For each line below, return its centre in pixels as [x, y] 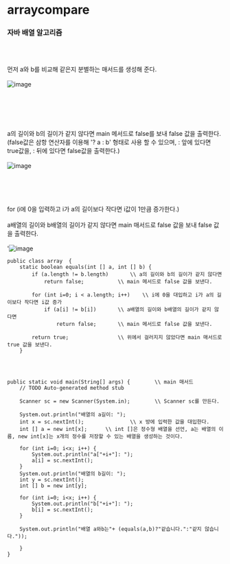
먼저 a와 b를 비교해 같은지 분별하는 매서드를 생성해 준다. [82, 69]
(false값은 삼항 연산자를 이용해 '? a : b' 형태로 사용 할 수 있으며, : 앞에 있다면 [109, 142]
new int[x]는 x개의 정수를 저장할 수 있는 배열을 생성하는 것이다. [101, 437]
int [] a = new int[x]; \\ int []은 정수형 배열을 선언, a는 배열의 [118, 430]
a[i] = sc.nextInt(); [63, 461]
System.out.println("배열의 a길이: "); [73, 415]
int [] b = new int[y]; [54, 486]
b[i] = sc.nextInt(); [63, 510]
